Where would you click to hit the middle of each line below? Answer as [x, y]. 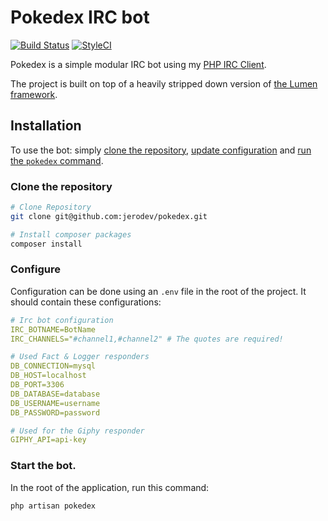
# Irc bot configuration [62, 320]
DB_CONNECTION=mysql [53, 366]
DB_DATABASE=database [55, 394]
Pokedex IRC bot [80, 17]
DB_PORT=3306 [37, 385]
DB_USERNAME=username [55, 403]
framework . [34, 94]
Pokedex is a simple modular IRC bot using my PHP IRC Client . [138, 64]
